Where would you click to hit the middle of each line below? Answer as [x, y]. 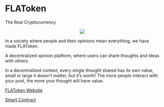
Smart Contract [21, 100]
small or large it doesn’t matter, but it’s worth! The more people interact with [82, 75]
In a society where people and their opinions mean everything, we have [77, 41]
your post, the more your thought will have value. [55, 80]
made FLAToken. [22, 46]
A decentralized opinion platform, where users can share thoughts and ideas [82, 55]
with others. [17, 61]
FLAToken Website [24, 90]
